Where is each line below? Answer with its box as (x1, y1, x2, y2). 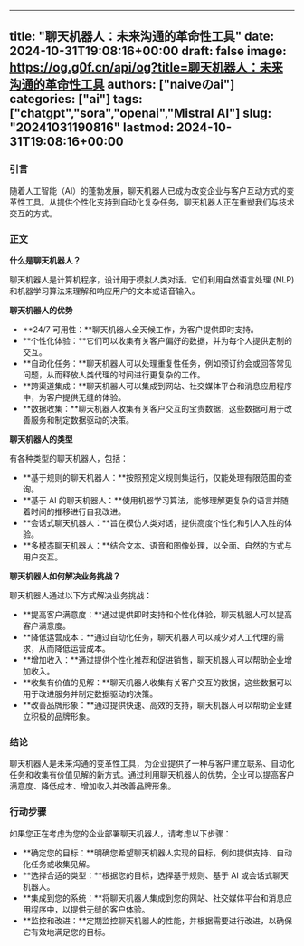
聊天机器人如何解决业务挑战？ (9, 570, 120, 581)
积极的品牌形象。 (30, 711, 95, 721)
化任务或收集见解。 (22, 858, 95, 869)
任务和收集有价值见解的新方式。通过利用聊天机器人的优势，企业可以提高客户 (9, 769, 295, 780)
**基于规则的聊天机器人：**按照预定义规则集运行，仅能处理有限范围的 (22, 472, 285, 483)
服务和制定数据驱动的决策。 (30, 414, 134, 425)
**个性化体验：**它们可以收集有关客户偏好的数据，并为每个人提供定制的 (22, 335, 292, 346)
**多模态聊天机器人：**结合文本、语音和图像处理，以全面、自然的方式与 (22, 540, 292, 550)
